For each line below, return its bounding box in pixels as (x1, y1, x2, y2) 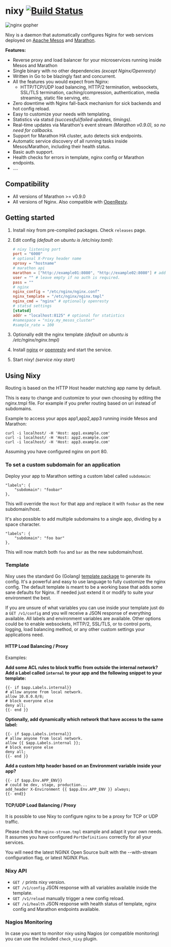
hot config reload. (12, 105, 50, 111)
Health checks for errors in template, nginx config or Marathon (12, 154, 144, 160)
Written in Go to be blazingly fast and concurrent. (12, 73, 117, 79)
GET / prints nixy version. (12, 879, 66, 885)
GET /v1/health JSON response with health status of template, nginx (12, 901, 157, 907)
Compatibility (5, 180, 49, 188)
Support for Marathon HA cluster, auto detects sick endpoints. (12, 132, 144, 138)
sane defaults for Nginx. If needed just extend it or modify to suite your (5, 589, 154, 595)
